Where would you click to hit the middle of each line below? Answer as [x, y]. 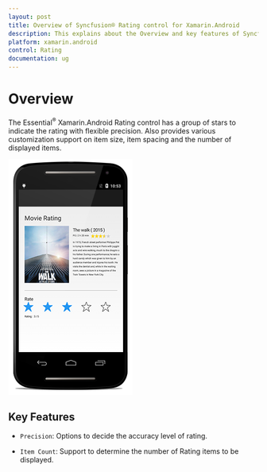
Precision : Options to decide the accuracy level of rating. [114, 436]
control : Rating [35, 50]
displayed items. [35, 148]
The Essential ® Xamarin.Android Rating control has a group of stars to [122, 122]
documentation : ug [39, 59]
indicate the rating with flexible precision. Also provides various [112, 130]
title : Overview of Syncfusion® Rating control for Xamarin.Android [124, 25]
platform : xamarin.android [53, 42]
